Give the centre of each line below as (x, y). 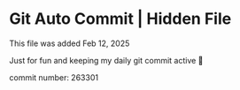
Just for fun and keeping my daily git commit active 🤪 (106, 60)
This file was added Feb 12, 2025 (70, 43)
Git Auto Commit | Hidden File (120, 19)
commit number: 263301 (54, 77)
